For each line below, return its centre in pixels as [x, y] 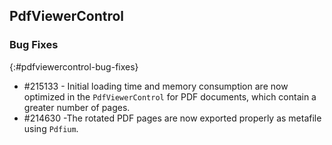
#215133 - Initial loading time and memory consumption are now [156, 86]
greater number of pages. [77, 107]
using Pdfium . [51, 128]
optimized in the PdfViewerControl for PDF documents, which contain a [170, 96]
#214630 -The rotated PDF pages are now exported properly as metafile [172, 118]
